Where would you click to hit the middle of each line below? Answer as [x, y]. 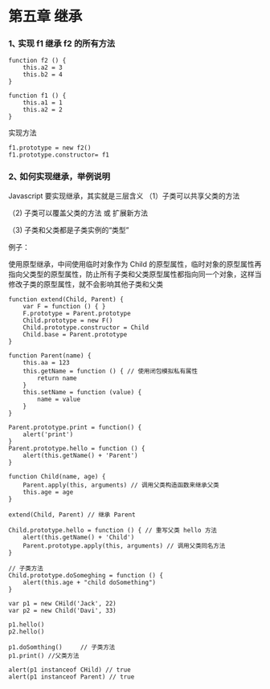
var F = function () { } [64, 306]
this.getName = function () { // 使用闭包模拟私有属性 [110, 371]
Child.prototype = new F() [68, 320]
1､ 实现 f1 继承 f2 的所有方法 [62, 43]
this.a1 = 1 [43, 103]
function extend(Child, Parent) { [66, 299]
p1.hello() [27, 624]
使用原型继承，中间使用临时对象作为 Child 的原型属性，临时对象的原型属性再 [135, 264]
